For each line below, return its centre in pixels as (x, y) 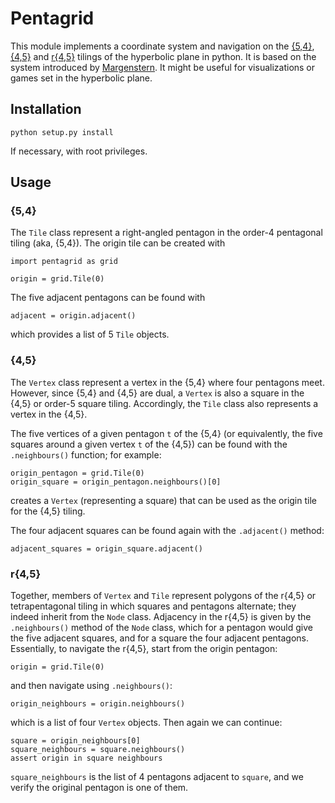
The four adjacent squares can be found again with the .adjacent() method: (167, 530)
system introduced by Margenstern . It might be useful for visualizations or (163, 67)
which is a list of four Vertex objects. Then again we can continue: (146, 723)
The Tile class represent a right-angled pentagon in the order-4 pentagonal (166, 233)
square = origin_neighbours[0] (75, 741)
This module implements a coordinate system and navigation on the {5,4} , (162, 46)
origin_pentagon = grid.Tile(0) (77, 473)
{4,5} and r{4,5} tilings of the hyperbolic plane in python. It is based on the (163, 56)
